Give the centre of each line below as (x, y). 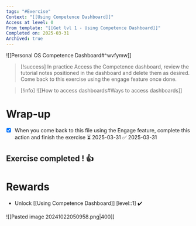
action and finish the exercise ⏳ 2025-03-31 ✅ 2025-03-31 (86, 137)
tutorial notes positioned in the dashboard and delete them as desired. (105, 73)
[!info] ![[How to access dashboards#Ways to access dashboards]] (101, 90)
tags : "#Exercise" (28, 11)
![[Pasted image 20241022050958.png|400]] (61, 217)
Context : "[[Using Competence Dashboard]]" (60, 17)
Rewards (28, 186)
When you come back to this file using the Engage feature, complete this (102, 130)
